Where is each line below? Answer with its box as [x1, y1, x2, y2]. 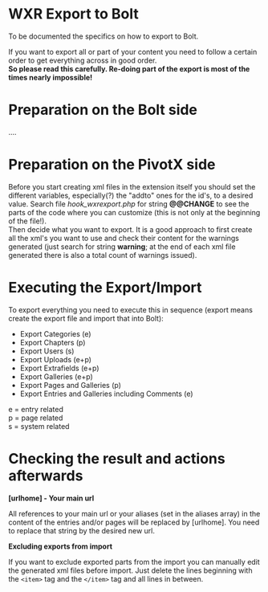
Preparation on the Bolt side [8, 101, 198, 119]
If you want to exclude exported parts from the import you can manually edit [8, 557, 261, 566]
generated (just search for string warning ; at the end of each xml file [8, 242, 236, 251]
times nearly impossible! [8, 72, 93, 82]
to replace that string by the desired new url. [8, 525, 155, 535]
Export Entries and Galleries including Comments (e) [19, 389, 194, 398]
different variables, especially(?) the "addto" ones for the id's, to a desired [8, 190, 254, 200]
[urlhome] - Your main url [8, 493, 95, 503]
